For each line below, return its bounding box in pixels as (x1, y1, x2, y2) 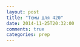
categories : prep (6, 32, 50, 38)
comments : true (6, 26, 45, 32)
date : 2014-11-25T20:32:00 (6, 20, 75, 26)
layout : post (6, 9, 39, 15)
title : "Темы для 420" (6, 15, 64, 21)
